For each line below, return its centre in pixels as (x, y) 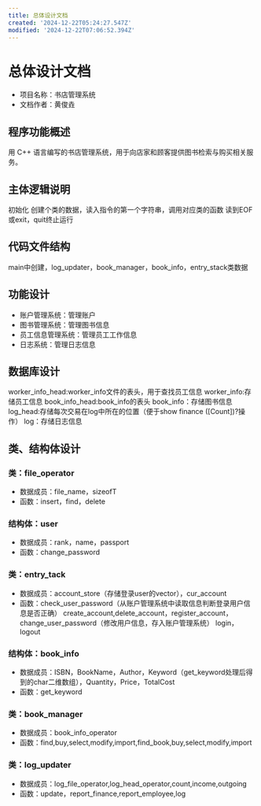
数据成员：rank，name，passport (74, 542)
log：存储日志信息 (53, 421)
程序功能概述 (39, 132)
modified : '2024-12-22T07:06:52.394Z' (72, 30)
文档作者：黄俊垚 (47, 105)
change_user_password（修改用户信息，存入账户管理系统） (116, 623)
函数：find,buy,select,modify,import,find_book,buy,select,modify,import (136, 743)
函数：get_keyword (51, 691)
